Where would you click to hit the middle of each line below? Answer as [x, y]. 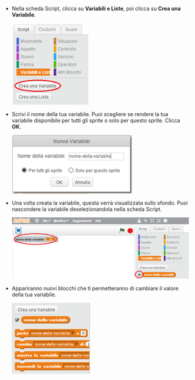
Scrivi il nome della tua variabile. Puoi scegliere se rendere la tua [90, 114]
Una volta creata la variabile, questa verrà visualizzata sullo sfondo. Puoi [100, 203]
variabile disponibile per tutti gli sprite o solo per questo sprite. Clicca [96, 120]
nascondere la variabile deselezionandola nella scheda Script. [87, 209]
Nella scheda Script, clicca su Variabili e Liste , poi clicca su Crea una [96, 9]
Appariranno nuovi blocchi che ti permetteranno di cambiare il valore [95, 289]
